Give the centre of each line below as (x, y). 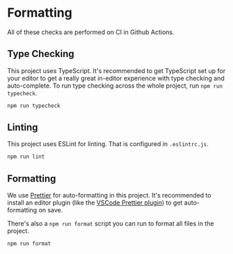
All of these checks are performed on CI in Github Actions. (91, 32)
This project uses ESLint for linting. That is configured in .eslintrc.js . (108, 144)
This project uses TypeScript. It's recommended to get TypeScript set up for (116, 70)
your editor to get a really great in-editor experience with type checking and (116, 78)
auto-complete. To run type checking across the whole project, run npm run (115, 86)
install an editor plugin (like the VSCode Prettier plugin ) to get (95, 203)
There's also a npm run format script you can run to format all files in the (111, 223)
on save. (51, 210)
